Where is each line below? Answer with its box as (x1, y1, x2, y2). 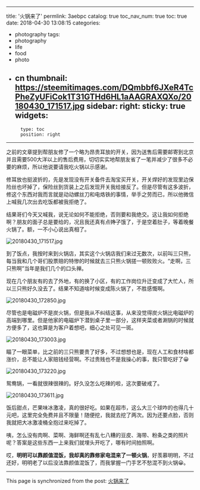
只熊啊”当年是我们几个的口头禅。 (6, 264, 87, 271)
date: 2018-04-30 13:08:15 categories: (6, 19, 101, 26)
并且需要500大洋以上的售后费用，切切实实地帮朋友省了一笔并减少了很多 (6, 155, 183, 163)
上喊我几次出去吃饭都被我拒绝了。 (6, 198, 90, 205)
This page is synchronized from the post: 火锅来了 (6, 477, 129, 484)
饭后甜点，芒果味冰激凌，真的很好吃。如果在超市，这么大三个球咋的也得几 (6, 404, 189, 411)
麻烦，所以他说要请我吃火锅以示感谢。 (16, 163, 111, 170)
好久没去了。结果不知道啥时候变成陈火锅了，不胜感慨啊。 (26, 285, 168, 292)
